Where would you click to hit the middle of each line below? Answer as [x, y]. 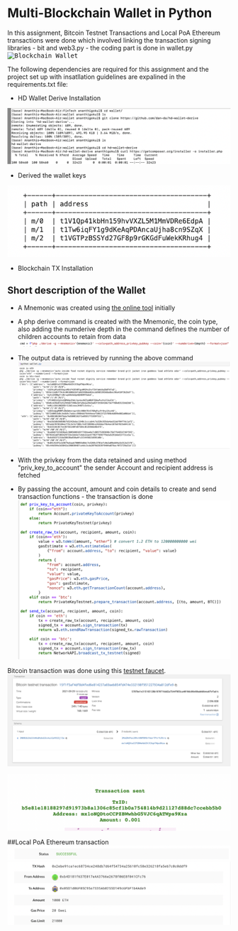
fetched [29, 475]
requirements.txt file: [38, 84]
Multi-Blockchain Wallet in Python [110, 13]
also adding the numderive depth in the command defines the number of [124, 329]
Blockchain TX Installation [55, 269]
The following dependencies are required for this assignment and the [108, 69]
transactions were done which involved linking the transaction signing [109, 40]
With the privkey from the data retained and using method [102, 460]
